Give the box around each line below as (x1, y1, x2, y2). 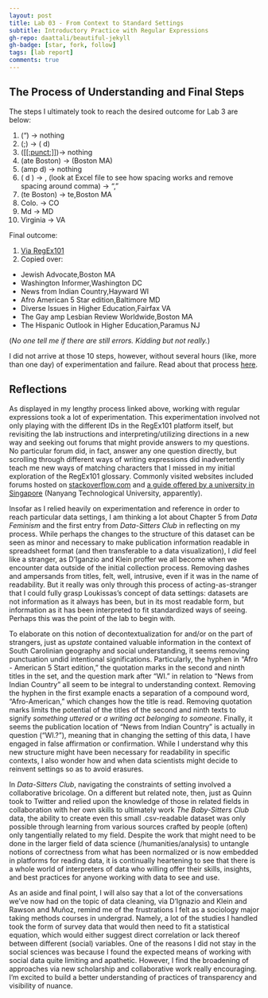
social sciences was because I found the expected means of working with (9, 947, 251, 957)
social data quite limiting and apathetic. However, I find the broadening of (9, 955, 249, 965)
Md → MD (20, 206, 54, 216)
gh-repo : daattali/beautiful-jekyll (9, 33, 130, 42)
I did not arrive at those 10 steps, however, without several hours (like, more (9, 351, 257, 360)
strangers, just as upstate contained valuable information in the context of (9, 637, 251, 647)
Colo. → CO (20, 198, 60, 208)
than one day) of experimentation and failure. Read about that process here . (9, 359, 258, 369)
